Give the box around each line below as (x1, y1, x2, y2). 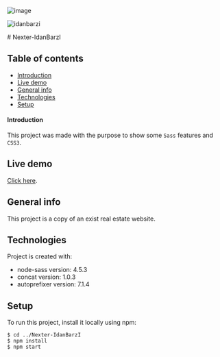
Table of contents (7, 53, 84, 64)
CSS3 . (7, 138, 22, 147)
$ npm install (7, 338, 48, 345)
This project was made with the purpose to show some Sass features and (7, 131, 214, 140)
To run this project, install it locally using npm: (7, 319, 137, 327)
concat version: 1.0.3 (16, 273, 76, 281)
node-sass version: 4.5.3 (16, 266, 88, 274)
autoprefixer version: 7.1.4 (16, 280, 90, 288)
